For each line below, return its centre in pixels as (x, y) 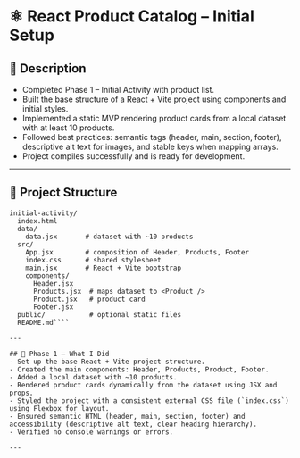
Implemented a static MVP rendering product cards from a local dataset (154, 118)
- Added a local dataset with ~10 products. (93, 377)
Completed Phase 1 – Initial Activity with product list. (118, 90)
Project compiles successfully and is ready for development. (133, 156)
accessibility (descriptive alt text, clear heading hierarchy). (133, 424)
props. (21, 393)
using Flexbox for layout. (59, 408)
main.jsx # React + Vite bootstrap (103, 268)
